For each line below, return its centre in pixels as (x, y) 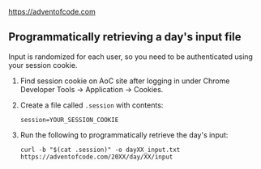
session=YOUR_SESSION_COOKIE (69, 120)
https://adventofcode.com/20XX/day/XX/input (96, 157)
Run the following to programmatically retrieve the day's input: (124, 135)
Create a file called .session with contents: (92, 105)
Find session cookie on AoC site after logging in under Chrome (125, 81)
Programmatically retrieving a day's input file (125, 37)
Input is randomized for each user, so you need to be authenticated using (131, 57)
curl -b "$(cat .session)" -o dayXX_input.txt (100, 150)
